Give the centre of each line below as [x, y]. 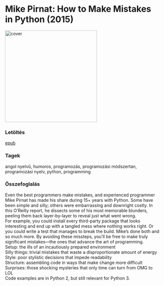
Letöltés [15, 132]
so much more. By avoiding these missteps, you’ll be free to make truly [77, 237]
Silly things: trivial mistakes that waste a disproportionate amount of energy [81, 252]
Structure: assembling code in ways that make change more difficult [74, 262]
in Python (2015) [39, 19]
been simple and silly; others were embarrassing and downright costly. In [79, 205]
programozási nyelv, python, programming [48, 171]
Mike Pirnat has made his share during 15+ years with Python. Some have [79, 200]
